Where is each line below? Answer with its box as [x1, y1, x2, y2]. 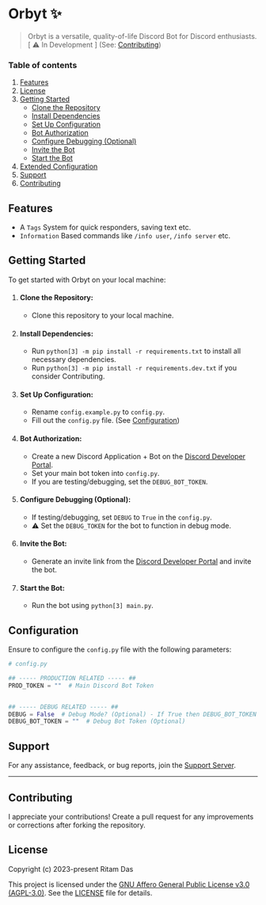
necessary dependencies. [31, 355, 116, 364]
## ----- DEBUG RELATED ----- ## [8, 702, 119, 711]
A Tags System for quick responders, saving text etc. [19, 222, 192, 232]
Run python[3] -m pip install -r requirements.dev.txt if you [31, 363, 237, 373]
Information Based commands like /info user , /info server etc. [19, 231, 231, 241]
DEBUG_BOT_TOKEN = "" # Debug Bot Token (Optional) [8, 717, 186, 725]
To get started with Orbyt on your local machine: [8, 275, 166, 284]
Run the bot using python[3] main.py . [31, 601, 154, 610]
